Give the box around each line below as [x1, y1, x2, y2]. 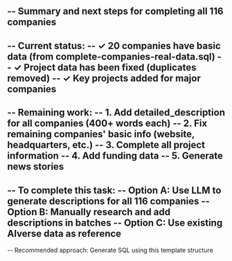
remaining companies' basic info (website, [7, 128, 195, 141]
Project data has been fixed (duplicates [24, 62, 197, 73]
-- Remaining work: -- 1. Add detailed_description [7, 107, 225, 118]
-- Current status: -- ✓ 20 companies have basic [7, 39, 222, 51]
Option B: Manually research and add [7, 206, 171, 217]
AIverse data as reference [7, 228, 122, 240]
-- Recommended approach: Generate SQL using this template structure [7, 246, 213, 254]
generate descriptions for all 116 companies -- [7, 195, 210, 207]
